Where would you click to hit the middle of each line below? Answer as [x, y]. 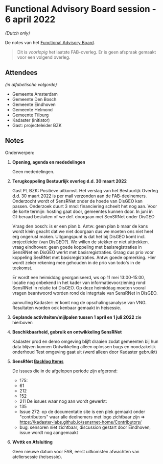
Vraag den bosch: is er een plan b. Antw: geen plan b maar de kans [80, 226]
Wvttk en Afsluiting [32, 442]
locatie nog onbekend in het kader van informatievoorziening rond [79, 283]
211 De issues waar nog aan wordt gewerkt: [63, 401]
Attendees [21, 73]
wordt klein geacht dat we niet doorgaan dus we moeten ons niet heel [82, 231]
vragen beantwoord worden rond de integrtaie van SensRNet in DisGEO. [85, 293]
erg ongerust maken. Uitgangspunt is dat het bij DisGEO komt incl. [79, 236]
